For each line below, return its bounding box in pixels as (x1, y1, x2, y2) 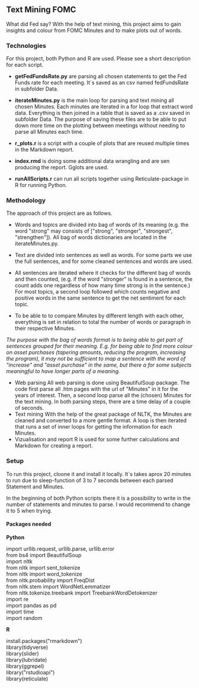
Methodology (6, 197, 46, 205)
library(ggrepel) (6, 663, 44, 670)
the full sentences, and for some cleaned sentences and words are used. (14, 258, 193, 265)
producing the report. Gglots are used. (14, 164, 109, 171)
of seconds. (14, 404, 44, 411)
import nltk (6, 558, 33, 565)
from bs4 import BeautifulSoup (6, 551, 82, 558)
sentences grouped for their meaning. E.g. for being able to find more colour (6, 343, 193, 350)
